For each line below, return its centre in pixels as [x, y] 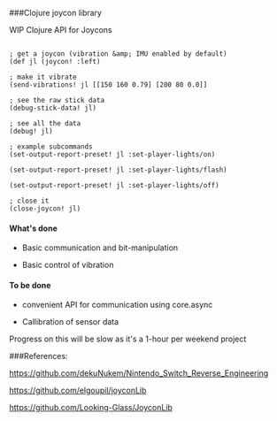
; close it [29, 201]
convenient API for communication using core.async [117, 305]
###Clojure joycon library [55, 13]
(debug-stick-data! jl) [53, 108]
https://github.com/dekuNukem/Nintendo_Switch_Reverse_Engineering [139, 373]
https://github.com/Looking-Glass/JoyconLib [91, 408]
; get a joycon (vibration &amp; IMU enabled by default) [118, 54]
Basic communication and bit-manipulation [100, 248]
